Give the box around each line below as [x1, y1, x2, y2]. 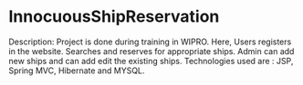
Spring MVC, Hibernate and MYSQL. [8, 65, 145, 76]
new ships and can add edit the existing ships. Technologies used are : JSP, [8, 55, 294, 66]
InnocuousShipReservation [8, 6, 220, 27]
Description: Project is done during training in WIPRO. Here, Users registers [8, 36, 292, 47]
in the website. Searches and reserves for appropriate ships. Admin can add [8, 45, 295, 56]
